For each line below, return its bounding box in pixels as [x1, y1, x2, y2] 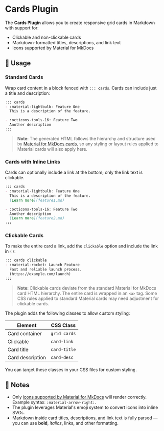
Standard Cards [5, 74, 44, 81]
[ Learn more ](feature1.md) [9, 198, 65, 203]
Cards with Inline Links [5, 158, 60, 165]
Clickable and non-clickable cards [12, 34, 81, 40]
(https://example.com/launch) [9, 271, 71, 277]
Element [17, 322, 37, 328]
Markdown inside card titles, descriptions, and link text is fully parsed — [12, 415, 158, 421]
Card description [7, 354, 47, 361]
